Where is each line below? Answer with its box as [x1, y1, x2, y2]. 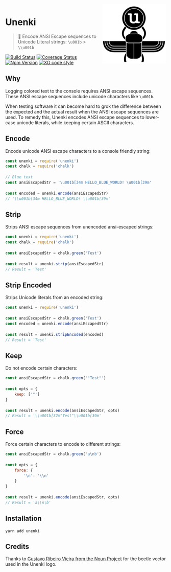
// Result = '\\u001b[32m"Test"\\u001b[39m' [5, 413, 102, 419]
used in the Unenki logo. [5, 561, 57, 567]
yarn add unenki [5, 528, 40, 534]
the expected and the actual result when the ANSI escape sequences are [5, 108, 159, 115]
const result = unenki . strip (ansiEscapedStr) [5, 261, 104, 266]
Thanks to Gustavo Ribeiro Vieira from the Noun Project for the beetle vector [5, 556, 166, 562]
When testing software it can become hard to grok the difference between [5, 103, 162, 109]
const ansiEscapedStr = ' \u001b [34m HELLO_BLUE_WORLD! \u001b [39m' [5, 180, 152, 185]
